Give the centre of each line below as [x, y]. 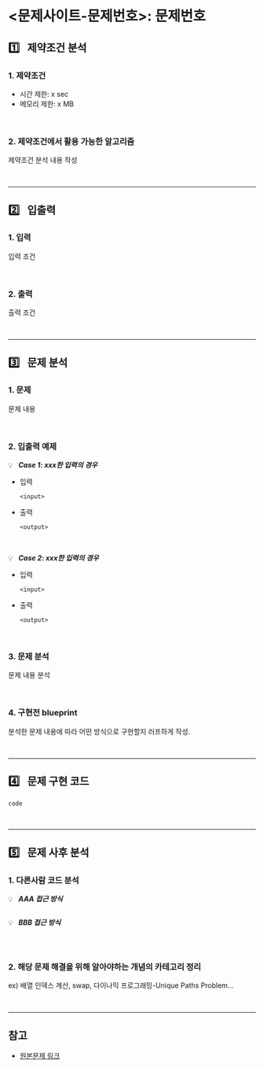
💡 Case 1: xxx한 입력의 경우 [53, 465]
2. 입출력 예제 [33, 446]
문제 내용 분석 [29, 675]
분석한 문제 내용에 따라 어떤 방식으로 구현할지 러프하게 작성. [99, 731]
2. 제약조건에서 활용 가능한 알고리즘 [71, 141]
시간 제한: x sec [44, 94]
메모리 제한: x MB [47, 104]
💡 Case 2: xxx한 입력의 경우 [54, 558]
